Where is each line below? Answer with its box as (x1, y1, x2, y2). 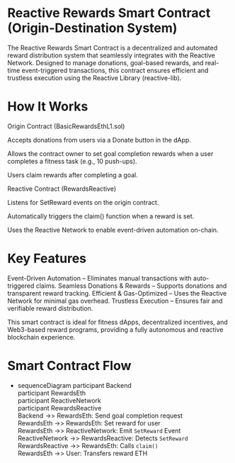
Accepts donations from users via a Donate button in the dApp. (7, 135, 191, 144)
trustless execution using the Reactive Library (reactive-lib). (7, 73, 182, 82)
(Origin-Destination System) (7, 20, 178, 36)
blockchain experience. (7, 333, 76, 341)
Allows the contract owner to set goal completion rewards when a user (7, 149, 214, 157)
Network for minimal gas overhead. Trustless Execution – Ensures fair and (7, 296, 223, 305)
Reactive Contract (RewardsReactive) (7, 184, 117, 193)
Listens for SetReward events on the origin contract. (7, 198, 159, 206)
